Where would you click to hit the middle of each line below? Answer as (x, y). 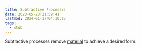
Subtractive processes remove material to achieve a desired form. (71, 41)
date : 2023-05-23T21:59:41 (32, 14)
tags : (10, 23)
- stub (16, 28)
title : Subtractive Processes (36, 9)
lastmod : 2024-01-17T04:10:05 (36, 18)
